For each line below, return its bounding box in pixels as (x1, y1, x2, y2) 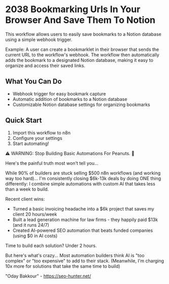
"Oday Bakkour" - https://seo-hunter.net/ (5, 273, 91, 279)
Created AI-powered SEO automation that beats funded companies (12, 227, 153, 233)
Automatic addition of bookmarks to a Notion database (12, 96, 127, 102)
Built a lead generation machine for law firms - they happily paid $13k (12, 217, 158, 223)
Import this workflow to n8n (12, 129, 71, 135)
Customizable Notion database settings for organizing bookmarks (12, 101, 151, 108)
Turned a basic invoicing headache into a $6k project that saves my (12, 205, 154, 211)
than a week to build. (5, 186, 49, 192)
